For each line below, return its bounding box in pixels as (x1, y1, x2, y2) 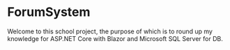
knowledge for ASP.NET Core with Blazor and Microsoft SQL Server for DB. (7, 34, 223, 42)
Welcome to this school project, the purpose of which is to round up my (7, 27, 213, 35)
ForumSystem (7, 4, 91, 20)
